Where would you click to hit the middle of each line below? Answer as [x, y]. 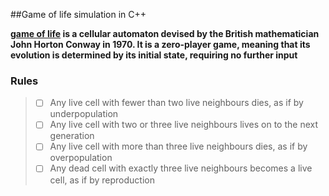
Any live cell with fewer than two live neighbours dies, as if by [176, 103]
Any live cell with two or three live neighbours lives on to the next [184, 125]
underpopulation [84, 114]
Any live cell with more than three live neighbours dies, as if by [178, 146]
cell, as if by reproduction [102, 180]
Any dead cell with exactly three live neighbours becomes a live [181, 168]
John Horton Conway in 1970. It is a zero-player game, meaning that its [160, 44]
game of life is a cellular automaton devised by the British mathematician [165, 33]
